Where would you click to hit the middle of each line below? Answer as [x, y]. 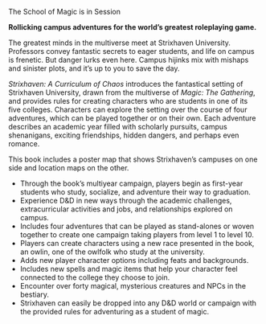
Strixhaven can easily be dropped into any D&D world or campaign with [138, 303]
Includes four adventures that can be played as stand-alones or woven [137, 226]
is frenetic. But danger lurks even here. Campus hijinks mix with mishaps [129, 60]
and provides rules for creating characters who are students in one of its [128, 101]
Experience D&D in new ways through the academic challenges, [126, 201]
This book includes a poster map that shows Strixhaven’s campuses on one [133, 159]
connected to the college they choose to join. [95, 277]
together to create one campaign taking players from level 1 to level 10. [137, 235]
